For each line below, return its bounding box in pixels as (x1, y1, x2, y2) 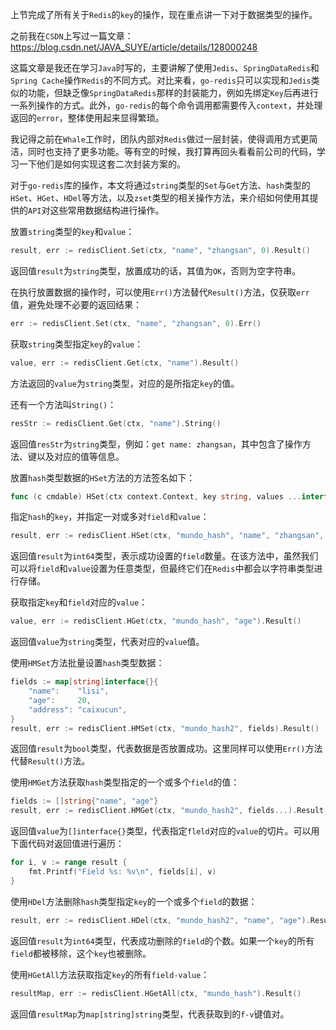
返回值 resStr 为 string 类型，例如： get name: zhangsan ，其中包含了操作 (10, 438, 303, 450)
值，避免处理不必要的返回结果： (10, 298, 142, 310)
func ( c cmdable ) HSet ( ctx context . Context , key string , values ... (10, 491, 302, 502)
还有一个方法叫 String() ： (10, 398, 117, 410)
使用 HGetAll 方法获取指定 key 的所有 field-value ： (10, 968, 210, 980)
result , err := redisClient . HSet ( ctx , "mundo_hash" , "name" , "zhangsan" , (10, 531, 325, 541)
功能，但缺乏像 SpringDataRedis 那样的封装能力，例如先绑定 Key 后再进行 (27, 87, 319, 98)
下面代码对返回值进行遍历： (10, 838, 125, 850)
